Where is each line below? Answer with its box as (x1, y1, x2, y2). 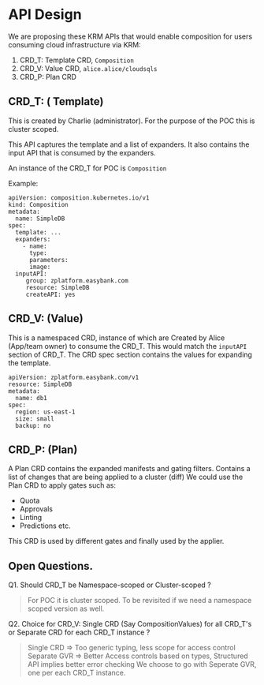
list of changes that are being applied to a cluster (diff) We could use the (8, 472, 244, 482)
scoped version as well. (27, 604, 105, 613)
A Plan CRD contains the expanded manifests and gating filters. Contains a (8, 464, 251, 474)
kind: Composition (8, 200, 69, 208)
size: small (15, 414, 55, 423)
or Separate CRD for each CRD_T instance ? (8, 627, 151, 637)
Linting (19, 513, 43, 522)
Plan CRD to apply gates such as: (8, 481, 117, 490)
